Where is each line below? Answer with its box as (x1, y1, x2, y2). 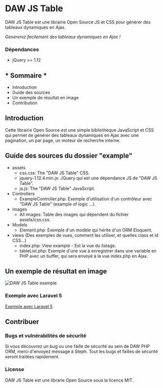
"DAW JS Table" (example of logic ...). (19, 201, 96, 207)
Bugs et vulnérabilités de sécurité (5, 332, 86, 339)
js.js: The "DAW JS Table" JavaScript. (19, 185, 95, 191)
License (5, 366, 24, 373)
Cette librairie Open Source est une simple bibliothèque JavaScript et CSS (5, 127, 154, 133)
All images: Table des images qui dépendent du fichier (19, 211, 129, 217)
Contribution (12, 100, 38, 106)
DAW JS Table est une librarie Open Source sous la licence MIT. (5, 377, 134, 383)
